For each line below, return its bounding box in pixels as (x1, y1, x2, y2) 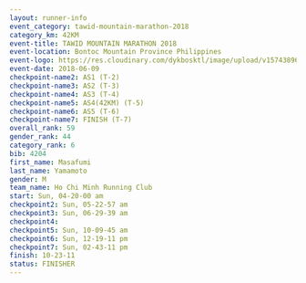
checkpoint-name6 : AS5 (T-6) (9, 107, 120, 116)
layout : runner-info (9, 13, 88, 23)
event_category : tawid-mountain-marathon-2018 (9, 22, 189, 31)
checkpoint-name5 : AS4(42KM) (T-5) (9, 98, 145, 108)
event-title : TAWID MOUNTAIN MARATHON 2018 (9, 38, 178, 48)
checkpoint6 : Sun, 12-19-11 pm (9, 234, 128, 243)
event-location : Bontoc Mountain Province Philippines (9, 47, 222, 57)
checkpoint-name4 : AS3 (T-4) (9, 89, 120, 99)
